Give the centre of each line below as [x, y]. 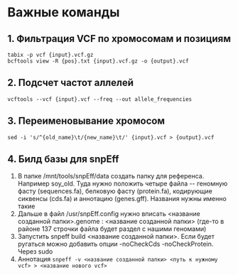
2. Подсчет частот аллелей [70, 83]
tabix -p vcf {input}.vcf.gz [50, 55]
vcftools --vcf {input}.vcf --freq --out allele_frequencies [100, 99]
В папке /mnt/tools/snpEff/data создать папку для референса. [111, 176]
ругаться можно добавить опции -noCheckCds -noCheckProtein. [115, 244]
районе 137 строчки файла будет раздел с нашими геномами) [112, 229]
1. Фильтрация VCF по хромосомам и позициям [119, 39]
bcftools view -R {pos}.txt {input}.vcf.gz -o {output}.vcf [98, 61]
